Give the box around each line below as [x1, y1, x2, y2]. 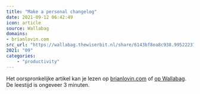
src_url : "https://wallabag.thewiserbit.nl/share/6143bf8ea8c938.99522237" [6, 42, 198, 48]
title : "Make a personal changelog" [6, 8, 97, 15]
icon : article [6, 20, 42, 26]
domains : [6, 31, 28, 37]
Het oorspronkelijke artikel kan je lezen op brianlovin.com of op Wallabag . [6, 75, 186, 82]
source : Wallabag [6, 25, 49, 32]
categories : [6, 53, 36, 59]
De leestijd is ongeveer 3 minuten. [6, 81, 90, 88]
